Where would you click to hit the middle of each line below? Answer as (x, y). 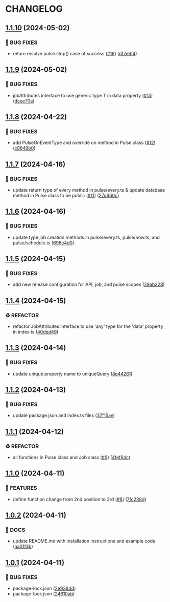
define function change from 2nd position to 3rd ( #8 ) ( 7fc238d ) (79, 499)
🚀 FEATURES (21, 488)
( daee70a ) (23, 101)
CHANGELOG (34, 9)
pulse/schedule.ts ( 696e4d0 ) (43, 243)
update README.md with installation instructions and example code (84, 541)
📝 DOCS (15, 530)
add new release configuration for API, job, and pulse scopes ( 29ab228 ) (89, 284)
